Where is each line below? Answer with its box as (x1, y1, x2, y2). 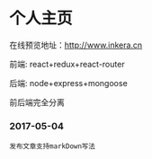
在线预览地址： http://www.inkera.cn (9, 40, 143, 50)
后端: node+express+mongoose (9, 77, 128, 88)
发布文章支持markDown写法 (9, 142, 96, 151)
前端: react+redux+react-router (9, 58, 125, 69)
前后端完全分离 (9, 96, 65, 108)
